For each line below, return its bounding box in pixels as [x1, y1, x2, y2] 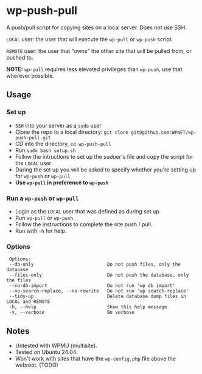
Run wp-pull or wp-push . [15, 214, 75, 221]
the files [6, 277, 32, 283]
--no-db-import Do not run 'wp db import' [9, 283, 175, 289]
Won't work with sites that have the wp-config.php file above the [15, 355, 176, 362]
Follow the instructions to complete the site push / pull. [15, 220, 153, 228]
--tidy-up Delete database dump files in [9, 293, 187, 300]
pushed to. [6, 54, 33, 61]
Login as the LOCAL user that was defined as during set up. [15, 207, 161, 215]
